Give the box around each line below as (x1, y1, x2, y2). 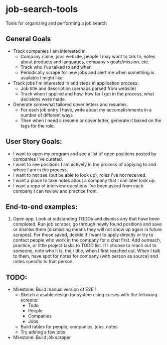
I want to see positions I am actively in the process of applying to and (13, 161, 156, 167)
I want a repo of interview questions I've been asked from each (13, 182, 144, 189)
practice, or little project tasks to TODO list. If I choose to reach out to (13, 243, 157, 249)
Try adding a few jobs (20, 329, 66, 335)
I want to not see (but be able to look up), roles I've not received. (13, 172, 147, 178)
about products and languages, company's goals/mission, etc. (20, 59, 149, 65)
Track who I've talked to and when (20, 64, 92, 70)
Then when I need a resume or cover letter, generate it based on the (20, 117, 162, 124)
